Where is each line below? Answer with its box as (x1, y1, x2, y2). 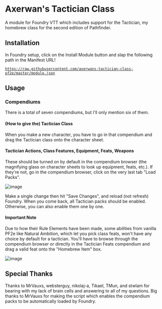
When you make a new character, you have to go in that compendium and (5, 132, 153, 137)
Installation (5, 39, 40, 47)
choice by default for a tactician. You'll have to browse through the (5, 236, 138, 242)
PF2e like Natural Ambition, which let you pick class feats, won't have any (5, 231, 152, 237)
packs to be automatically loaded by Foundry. (5, 298, 96, 304)
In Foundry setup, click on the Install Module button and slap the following (5, 52, 153, 58)
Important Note (5, 214, 37, 220)
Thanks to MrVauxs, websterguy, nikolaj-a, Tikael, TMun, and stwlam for (5, 283, 150, 289)
